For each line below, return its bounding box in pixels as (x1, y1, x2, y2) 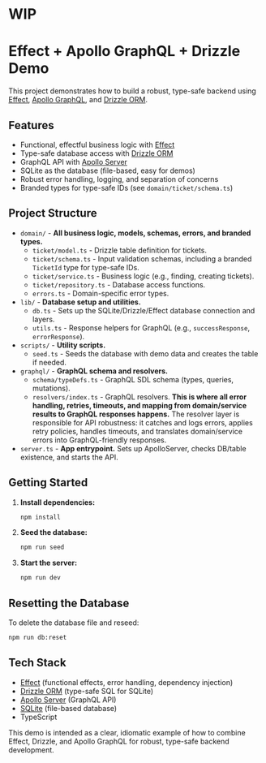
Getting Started (8, 476, 88, 489)
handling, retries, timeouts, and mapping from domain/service (32, 400, 247, 410)
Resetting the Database (8, 596, 130, 610)
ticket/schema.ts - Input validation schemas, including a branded (32, 253, 252, 264)
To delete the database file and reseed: (8, 618, 139, 627)
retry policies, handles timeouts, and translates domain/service (32, 426, 243, 436)
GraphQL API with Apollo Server (19, 157, 128, 166)
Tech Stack (8, 656, 66, 670)
